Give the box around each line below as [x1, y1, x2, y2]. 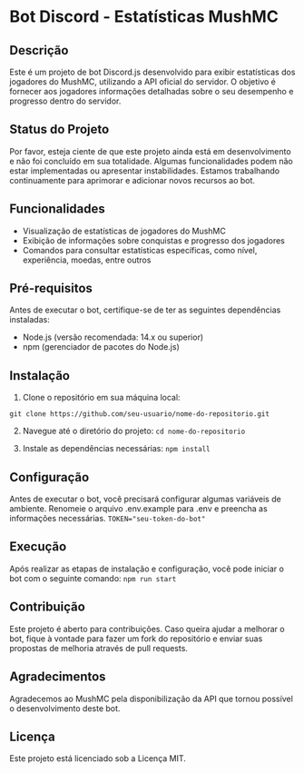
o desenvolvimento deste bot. [9, 702, 121, 714]
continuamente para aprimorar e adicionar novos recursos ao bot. [9, 174, 256, 185]
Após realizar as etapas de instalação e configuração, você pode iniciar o [9, 563, 284, 574]
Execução [9, 539, 67, 555]
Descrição [9, 43, 69, 58]
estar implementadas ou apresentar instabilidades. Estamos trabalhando [9, 165, 279, 176]
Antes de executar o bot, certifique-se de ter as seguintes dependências [9, 304, 281, 315]
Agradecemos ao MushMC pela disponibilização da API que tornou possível [9, 693, 293, 704]
